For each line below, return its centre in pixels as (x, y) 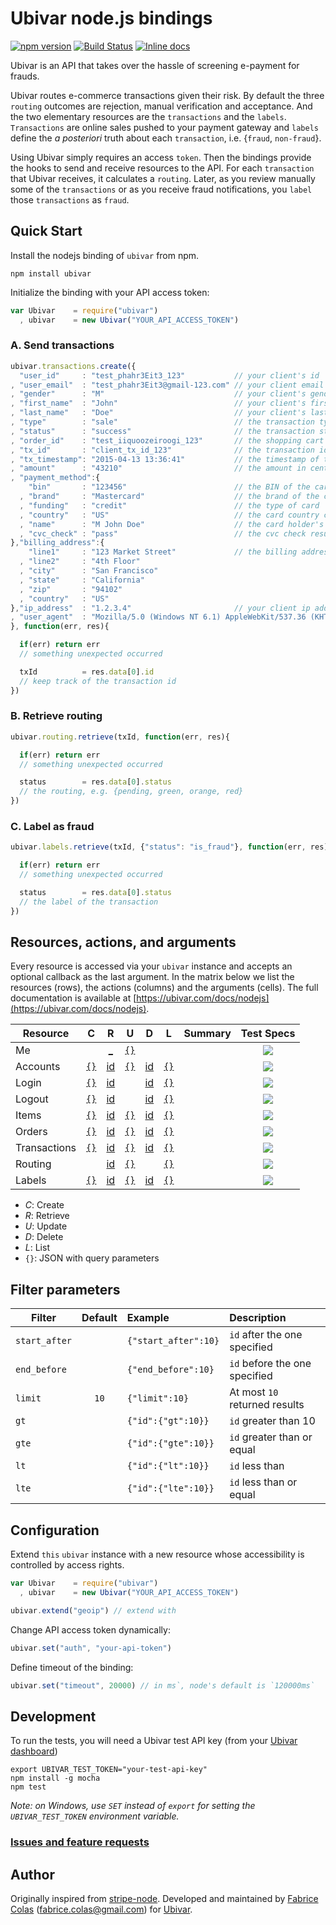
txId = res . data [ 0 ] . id (87, 672)
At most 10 (254, 1392)
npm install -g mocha (55, 1778)
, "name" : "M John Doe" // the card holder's (172, 524)
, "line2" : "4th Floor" (80, 562)
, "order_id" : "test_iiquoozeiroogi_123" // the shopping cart (167, 440)
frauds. (25, 76)
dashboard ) (34, 1751)
